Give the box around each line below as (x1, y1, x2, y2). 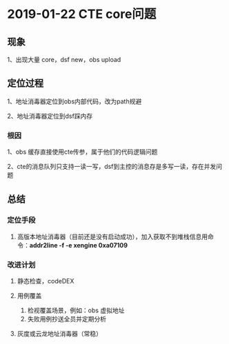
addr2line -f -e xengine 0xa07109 (29, 241, 128, 249)
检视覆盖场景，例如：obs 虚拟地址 (27, 306, 125, 314)
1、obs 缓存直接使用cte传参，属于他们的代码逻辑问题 (7, 148, 158, 156)
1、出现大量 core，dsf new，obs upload (7, 56, 121, 63)
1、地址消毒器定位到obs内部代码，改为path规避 (7, 97, 142, 105)
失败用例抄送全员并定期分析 (27, 315, 107, 323)
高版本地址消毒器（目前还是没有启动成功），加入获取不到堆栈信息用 (17, 232, 208, 241)
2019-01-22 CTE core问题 (7, 6, 157, 22)
